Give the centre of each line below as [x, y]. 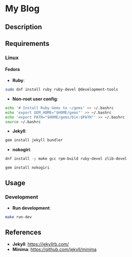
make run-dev [19, 217]
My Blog [22, 9]
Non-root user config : [35, 99]
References [23, 233]
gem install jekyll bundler [34, 140]
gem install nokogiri [27, 168]
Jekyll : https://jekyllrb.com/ [41, 244]
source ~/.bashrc [23, 122]
